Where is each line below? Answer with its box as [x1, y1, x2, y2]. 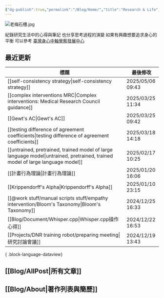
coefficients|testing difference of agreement [7, 132, 109, 139]
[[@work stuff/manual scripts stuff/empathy [7, 195, 108, 201]
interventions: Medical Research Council [7, 98, 100, 105]
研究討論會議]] [7, 239, 41, 246]
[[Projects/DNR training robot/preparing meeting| [7, 231, 121, 238]
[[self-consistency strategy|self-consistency [7, 78, 112, 85]
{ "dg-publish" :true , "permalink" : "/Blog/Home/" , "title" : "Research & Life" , [5, 7, 161, 12]
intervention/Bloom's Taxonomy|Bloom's [7, 201, 101, 208]
